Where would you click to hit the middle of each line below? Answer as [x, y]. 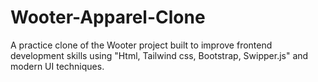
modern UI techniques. [57, 66]
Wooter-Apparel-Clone [108, 17]
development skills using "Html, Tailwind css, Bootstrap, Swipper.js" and [159, 55]
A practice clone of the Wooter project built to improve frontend [141, 45]
